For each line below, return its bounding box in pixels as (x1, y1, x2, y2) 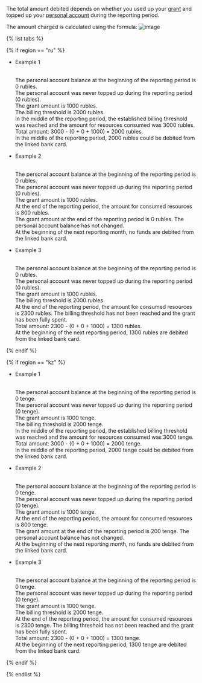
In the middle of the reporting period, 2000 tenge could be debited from (14, 447, 194, 453)
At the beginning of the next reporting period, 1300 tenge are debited (14, 641, 187, 648)
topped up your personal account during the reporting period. (6, 11, 160, 19)
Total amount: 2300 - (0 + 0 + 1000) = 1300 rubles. (14, 323, 142, 329)
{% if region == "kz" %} (6, 359, 66, 366)
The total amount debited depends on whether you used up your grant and (6, 5, 192, 12)
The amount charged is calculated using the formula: (6, 24, 137, 30)
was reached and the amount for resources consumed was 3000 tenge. (14, 433, 194, 441)
